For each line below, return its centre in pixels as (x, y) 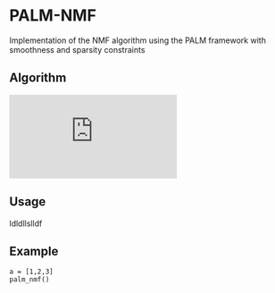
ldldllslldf (26, 223)
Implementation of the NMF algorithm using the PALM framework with (137, 40)
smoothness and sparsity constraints (77, 49)
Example (34, 251)
